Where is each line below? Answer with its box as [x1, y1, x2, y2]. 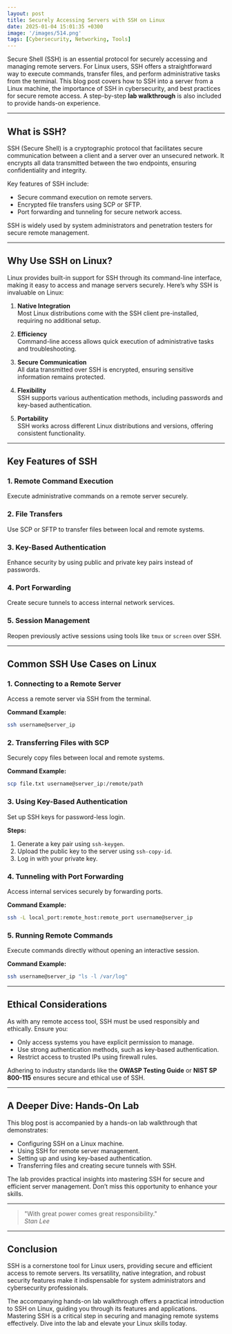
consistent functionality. [17, 429, 86, 437]
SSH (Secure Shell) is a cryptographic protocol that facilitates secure [7, 143, 203, 152]
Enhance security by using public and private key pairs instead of [7, 559, 193, 567]
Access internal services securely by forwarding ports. [7, 887, 163, 895]
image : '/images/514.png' [7, 29, 81, 37]
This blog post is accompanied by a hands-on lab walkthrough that [7, 1118, 198, 1127]
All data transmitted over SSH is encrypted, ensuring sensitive [17, 365, 194, 374]
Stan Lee [23, 1217, 50, 1225]
